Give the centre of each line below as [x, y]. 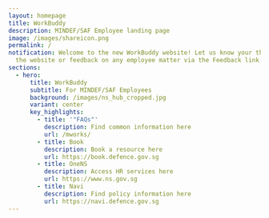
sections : [25, 68]
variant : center [56, 105]
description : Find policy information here [118, 194]
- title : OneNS [62, 164]
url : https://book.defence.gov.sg [101, 157]
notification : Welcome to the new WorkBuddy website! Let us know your [130, 53]
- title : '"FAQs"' [68, 120]
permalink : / [30, 46]
